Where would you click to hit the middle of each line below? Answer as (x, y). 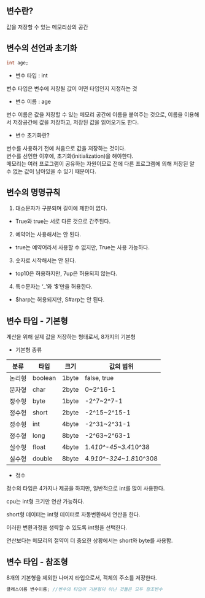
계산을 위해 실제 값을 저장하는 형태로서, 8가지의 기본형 (71, 337)
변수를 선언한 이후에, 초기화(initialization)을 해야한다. (70, 156)
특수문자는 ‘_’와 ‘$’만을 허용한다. (54, 287)
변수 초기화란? (33, 135)
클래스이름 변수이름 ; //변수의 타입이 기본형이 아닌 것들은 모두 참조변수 (84, 589)
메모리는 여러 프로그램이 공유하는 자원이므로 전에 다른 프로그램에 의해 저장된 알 (101, 163)
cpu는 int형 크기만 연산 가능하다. (45, 502)
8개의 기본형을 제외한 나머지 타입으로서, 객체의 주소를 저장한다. (82, 577)
